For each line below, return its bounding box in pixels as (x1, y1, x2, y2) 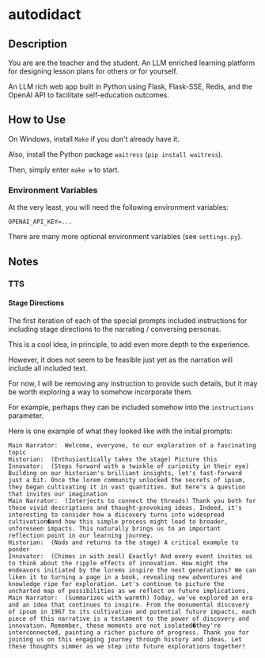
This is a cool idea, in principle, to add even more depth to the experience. (8, 339, 251, 349)
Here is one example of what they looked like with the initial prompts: (8, 426, 233, 435)
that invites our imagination (8, 489, 108, 498)
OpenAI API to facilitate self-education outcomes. (8, 90, 170, 100)
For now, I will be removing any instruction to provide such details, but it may (8, 378, 258, 388)
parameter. (8, 410, 44, 420)
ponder (8, 545, 30, 553)
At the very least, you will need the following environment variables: (8, 203, 229, 212)
